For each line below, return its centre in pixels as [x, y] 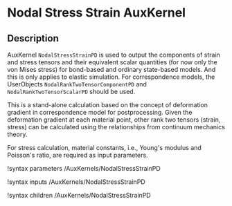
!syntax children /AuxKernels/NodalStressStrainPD [79, 195]
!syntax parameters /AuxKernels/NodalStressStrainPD [84, 168]
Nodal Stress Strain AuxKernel [96, 13]
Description [33, 38]
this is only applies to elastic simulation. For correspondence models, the [111, 77]
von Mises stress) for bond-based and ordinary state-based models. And [111, 69]
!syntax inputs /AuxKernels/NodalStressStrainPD [76, 182]
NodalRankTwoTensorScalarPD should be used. [71, 92]
